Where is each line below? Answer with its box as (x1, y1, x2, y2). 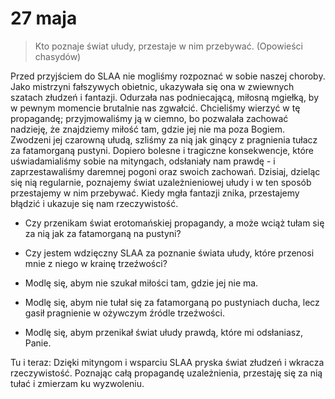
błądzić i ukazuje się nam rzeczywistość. (10, 197, 179, 209)
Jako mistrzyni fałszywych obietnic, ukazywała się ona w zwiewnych (10, 80, 295, 92)
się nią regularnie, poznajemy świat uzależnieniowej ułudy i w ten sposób (10, 176, 312, 188)
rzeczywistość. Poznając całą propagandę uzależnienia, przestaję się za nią (10, 367, 323, 379)
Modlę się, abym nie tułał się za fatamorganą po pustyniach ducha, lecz (24, 296, 320, 308)
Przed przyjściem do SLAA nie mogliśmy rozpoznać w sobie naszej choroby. (10, 70, 326, 82)
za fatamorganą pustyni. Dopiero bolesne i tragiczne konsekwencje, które (10, 144, 315, 156)
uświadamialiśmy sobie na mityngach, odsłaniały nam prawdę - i (10, 155, 276, 167)
